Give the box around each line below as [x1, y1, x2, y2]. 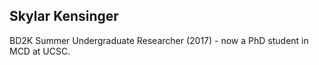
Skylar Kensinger [9, 8, 119, 25]
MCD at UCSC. [9, 45, 71, 57]
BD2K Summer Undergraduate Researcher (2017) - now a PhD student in [9, 34, 309, 46]
